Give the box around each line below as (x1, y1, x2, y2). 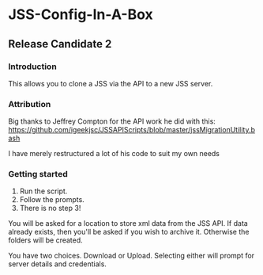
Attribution (8, 98, 51, 109)
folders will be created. (8, 235, 83, 245)
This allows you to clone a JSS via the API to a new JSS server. (8, 78, 213, 88)
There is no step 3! (19, 204, 81, 213)
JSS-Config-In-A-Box (8, 6, 154, 24)
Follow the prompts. (19, 195, 85, 204)
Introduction (8, 61, 57, 72)
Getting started (8, 169, 69, 180)
